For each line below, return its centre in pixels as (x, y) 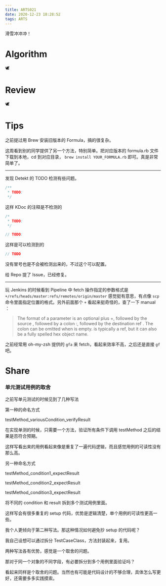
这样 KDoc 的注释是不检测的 (34, 207)
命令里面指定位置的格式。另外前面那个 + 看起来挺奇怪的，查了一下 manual (80, 302)
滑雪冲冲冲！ (18, 34)
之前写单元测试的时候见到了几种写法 (42, 399)
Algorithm (26, 54)
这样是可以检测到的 (25, 245)
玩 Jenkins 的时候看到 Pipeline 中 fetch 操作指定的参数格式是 (67, 290)
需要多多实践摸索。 (38, 578)
